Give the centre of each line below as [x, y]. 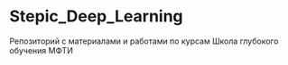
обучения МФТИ [42, 50]
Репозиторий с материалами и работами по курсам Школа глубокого [144, 41]
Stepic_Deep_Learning [96, 16]
